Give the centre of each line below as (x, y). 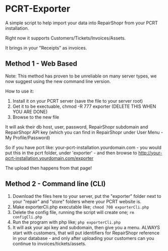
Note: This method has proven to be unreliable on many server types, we (81, 76)
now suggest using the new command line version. (58, 81)
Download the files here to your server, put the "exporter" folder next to (87, 196)
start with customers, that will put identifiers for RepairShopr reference (86, 233)
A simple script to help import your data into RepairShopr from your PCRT (81, 23)
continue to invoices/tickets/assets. (49, 243)
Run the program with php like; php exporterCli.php (67, 222)
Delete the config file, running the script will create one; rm (73, 212)
